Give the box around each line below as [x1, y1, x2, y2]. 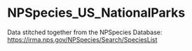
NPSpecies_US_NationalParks [7, 5, 186, 21]
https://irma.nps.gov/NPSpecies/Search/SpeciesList [7, 35, 158, 43]
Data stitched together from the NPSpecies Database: [7, 28, 163, 36]
